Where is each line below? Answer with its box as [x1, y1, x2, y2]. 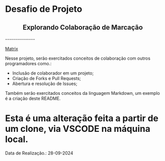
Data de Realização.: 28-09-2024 [5, 150, 73, 156]
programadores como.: [5, 61, 52, 66]
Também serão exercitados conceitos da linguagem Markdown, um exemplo [5, 90, 160, 96]
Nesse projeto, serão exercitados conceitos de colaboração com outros [5, 55, 151, 61]
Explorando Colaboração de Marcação [23, 23, 143, 32]
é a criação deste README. [5, 95, 61, 101]
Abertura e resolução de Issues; [12, 80, 77, 86]
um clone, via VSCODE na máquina [5, 123, 151, 134]
